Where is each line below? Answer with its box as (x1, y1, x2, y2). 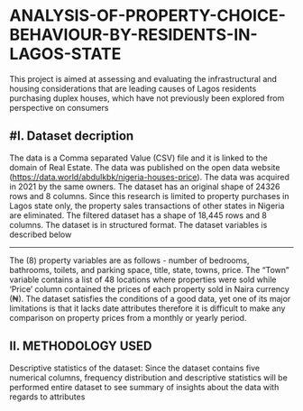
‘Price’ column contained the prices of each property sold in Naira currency (9, 283, 290, 294)
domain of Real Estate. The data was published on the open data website (9, 161, 280, 172)
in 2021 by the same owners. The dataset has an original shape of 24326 (9, 181, 281, 192)
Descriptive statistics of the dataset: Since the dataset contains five (9, 362, 260, 373)
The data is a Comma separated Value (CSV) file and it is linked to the (9, 152, 268, 163)
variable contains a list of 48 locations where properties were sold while (9, 274, 277, 285)
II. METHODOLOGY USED (9, 339, 152, 354)
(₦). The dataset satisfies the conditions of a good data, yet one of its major (9, 293, 291, 304)
